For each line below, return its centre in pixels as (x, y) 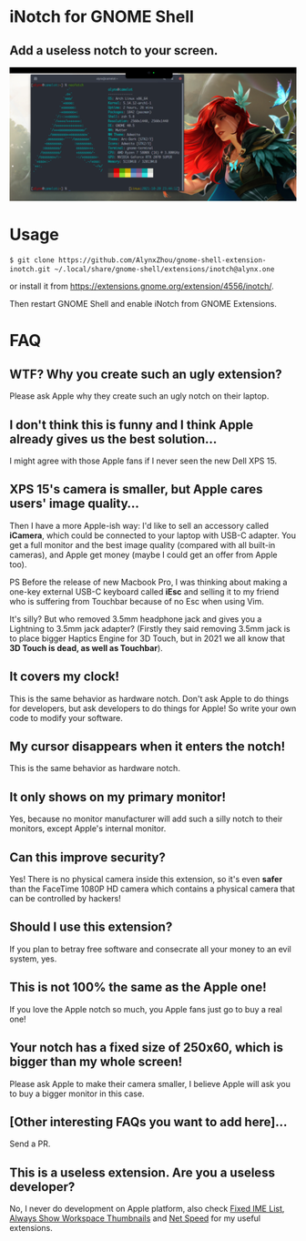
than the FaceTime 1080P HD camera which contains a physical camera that (153, 889)
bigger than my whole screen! (96, 1062)
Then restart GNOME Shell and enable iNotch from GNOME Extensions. (143, 304)
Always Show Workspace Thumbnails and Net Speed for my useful (135, 1218)
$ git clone (32, 260)
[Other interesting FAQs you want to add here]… (148, 1122)
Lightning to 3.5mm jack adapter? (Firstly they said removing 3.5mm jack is (150, 628)
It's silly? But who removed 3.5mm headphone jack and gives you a (136, 619)
